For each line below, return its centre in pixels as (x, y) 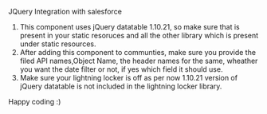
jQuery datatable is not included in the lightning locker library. (121, 86)
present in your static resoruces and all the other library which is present (139, 35)
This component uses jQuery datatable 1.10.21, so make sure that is (130, 27)
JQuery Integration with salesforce (65, 12)
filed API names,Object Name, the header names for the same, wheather (139, 61)
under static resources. (58, 44)
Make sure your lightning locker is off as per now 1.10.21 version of (128, 78)
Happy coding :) (35, 102)
